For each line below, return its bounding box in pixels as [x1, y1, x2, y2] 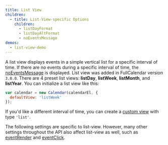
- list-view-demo [10, 45, 46, 50]
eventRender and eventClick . [5, 134, 66, 140]
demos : [5, 40, 19, 45]
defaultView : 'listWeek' [10, 94, 62, 100]
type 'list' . [5, 114, 31, 120]
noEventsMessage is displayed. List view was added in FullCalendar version [5, 69, 163, 76]
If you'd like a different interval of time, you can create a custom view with [5, 109, 159, 115]
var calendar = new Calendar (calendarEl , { [5, 90, 98, 95]
